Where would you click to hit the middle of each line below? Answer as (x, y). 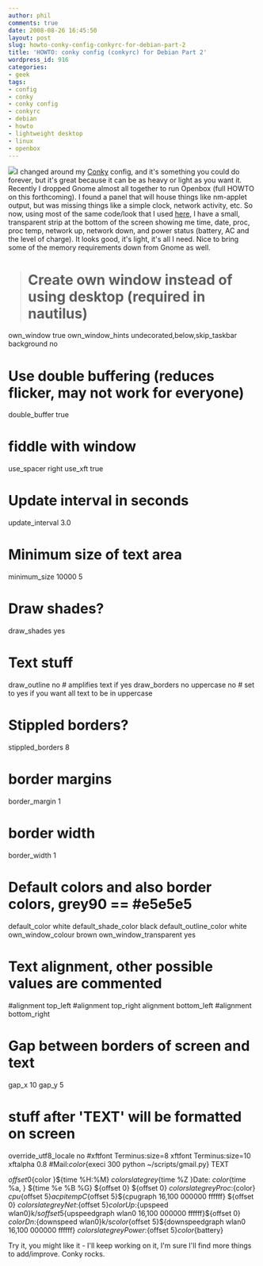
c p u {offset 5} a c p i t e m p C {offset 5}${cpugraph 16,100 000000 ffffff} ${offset (131, 1196)
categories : (28, 67)
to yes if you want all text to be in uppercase (80, 693)
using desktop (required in (116, 296)
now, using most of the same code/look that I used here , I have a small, (124, 214)
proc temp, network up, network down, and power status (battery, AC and (129, 231)
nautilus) (58, 313)
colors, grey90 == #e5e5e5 (100, 904)
